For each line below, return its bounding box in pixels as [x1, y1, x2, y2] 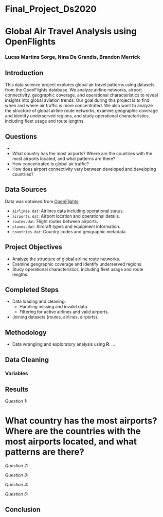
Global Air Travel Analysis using [5, 26, 137, 37]
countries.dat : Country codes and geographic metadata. [12, 228, 127, 234]
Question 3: [5, 472, 28, 478]
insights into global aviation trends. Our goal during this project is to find [5, 97, 150, 103]
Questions [5, 132, 37, 140]
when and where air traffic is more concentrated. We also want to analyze [5, 103, 153, 109]
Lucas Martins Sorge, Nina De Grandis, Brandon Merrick [5, 54, 140, 61]
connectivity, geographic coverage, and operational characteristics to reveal [5, 92, 158, 98]
